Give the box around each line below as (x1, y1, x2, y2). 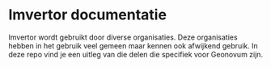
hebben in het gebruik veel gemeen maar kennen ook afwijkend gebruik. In (8, 40, 258, 50)
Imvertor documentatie (8, 6, 167, 24)
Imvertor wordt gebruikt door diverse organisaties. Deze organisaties (8, 32, 238, 42)
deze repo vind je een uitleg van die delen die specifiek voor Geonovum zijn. (8, 49, 264, 59)
